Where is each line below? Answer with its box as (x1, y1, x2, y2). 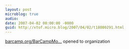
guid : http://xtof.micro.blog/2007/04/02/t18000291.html (5, 25, 125, 30)
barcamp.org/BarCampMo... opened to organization (5, 38, 110, 44)
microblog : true (5, 12, 38, 16)
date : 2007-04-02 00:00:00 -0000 (5, 20, 74, 26)
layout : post (5, 7, 32, 12)
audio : (5, 16, 19, 21)
